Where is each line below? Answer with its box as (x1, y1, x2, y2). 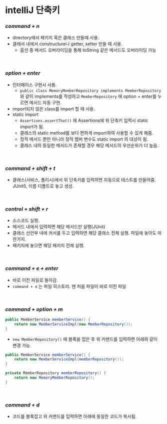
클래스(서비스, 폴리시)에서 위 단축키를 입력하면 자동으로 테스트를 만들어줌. (12, 177, 156, 183)
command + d (5, 401, 40, 408)
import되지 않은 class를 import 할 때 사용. (12, 105, 95, 111)
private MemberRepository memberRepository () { (5, 370, 106, 375)
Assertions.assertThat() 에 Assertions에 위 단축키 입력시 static (19, 117, 148, 123)
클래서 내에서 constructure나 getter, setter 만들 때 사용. (12, 41, 122, 47)
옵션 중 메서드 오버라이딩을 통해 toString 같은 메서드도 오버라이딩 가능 (19, 47, 156, 53)
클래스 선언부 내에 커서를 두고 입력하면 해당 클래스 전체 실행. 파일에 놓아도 (12, 230, 156, 236)
